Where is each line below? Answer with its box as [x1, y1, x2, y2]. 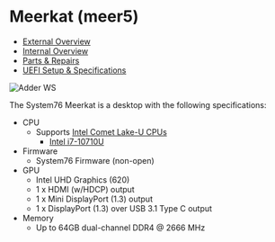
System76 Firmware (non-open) [35, 155, 155, 166]
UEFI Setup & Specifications [22, 65, 127, 76]
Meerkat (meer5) [9, 6, 139, 27]
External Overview [22, 36, 92, 47]
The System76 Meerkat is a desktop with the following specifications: [9, 99, 267, 110]
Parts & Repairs [22, 55, 80, 66]
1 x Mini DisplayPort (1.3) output [35, 193, 153, 204]
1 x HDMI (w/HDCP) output [35, 184, 135, 194]
